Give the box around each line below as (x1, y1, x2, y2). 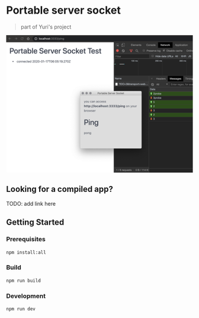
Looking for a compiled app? (6, 184, 114, 194)
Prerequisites (6, 235, 46, 244)
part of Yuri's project (20, 23, 72, 30)
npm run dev (6, 306, 36, 312)
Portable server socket (6, 4, 121, 17)
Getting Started (6, 218, 65, 228)
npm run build (6, 278, 41, 284)
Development (6, 292, 46, 300)
